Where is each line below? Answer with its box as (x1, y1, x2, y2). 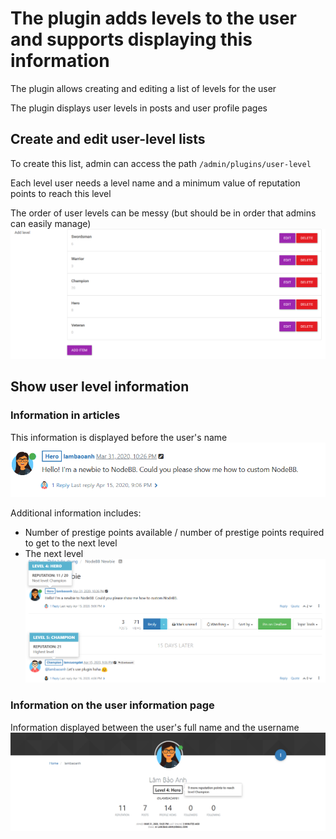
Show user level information (10, 378, 190, 396)
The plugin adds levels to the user (10, 7, 297, 30)
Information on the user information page (10, 698, 215, 712)
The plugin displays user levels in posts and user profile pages (10, 102, 268, 114)
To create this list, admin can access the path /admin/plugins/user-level (10, 157, 312, 169)
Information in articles (10, 408, 121, 422)
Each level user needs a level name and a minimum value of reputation (10, 177, 301, 189)
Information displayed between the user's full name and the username (10, 721, 300, 733)
